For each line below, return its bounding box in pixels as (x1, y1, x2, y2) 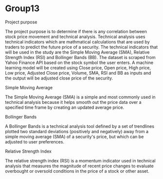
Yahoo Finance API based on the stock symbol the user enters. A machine (5, 60, 154, 65)
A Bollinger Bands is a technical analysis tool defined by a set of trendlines (5, 123, 155, 129)
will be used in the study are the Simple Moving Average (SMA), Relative (5, 49, 150, 55)
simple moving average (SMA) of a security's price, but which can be (5, 134, 144, 139)
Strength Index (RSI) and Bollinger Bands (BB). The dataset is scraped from (5, 54, 156, 60)
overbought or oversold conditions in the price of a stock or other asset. (5, 168, 149, 174)
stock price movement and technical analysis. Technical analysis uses (5, 34, 145, 40)
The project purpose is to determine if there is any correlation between (5, 28, 147, 34)
